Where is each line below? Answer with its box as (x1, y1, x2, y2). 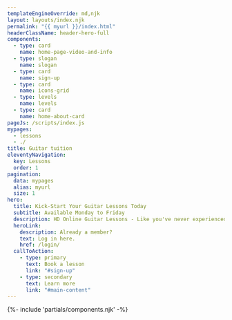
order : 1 (13, 164, 39, 171)
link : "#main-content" (25, 286, 91, 294)
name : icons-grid (19, 87, 70, 94)
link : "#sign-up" (25, 267, 76, 274)
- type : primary (19, 254, 67, 261)
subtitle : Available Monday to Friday (13, 209, 126, 216)
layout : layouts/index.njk (7, 17, 85, 23)
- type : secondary (19, 274, 72, 281)
